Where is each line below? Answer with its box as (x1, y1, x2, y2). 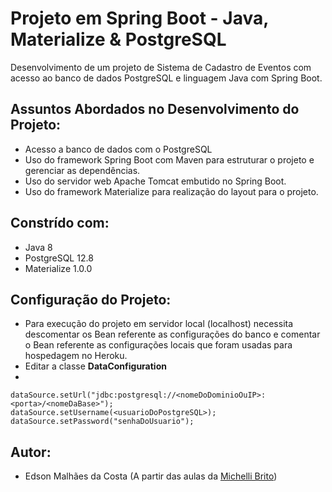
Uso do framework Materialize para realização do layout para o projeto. (24, 185, 319, 197)
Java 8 (24, 241, 53, 253)
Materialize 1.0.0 (24, 262, 93, 274)
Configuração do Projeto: (10, 291, 172, 308)
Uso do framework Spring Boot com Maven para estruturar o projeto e (24, 153, 315, 166)
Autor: (10, 443, 52, 461)
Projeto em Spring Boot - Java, (10, 7, 269, 30)
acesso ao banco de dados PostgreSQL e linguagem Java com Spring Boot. (10, 72, 323, 84)
